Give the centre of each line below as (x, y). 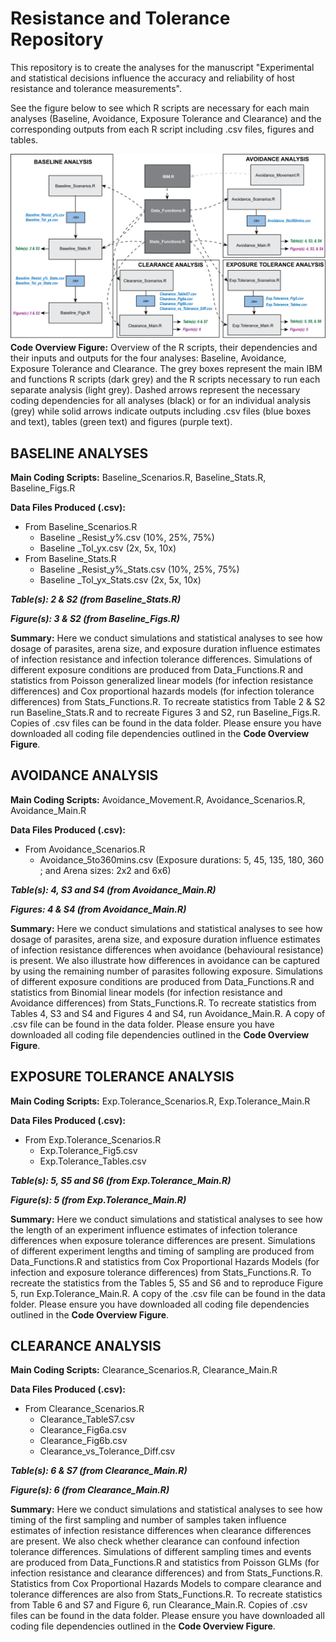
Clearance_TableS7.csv (87, 1419)
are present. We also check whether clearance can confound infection (155, 1541)
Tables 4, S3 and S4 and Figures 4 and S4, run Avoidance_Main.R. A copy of (168, 1013)
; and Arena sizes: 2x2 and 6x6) (105, 870)
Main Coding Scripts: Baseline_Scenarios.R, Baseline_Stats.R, (138, 478)
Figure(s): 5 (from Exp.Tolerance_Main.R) (98, 1199)
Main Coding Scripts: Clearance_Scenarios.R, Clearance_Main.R (144, 1370)
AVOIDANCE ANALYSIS (84, 775)
